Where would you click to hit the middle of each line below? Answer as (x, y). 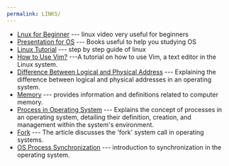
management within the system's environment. (85, 124)
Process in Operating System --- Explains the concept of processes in (119, 109)
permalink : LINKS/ (34, 14)
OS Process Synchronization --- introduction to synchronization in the (119, 147)
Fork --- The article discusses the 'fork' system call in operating (110, 132)
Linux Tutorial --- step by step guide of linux (82, 49)
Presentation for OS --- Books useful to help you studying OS (106, 41)
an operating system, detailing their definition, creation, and (104, 117)
